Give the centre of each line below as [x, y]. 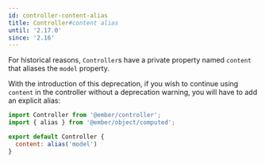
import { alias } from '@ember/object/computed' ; [92, 123]
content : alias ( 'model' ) [56, 144]
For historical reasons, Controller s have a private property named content [130, 60]
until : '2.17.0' [35, 30]
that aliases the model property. [59, 69]
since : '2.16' [32, 38]
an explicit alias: [35, 100]
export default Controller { [56, 137]
